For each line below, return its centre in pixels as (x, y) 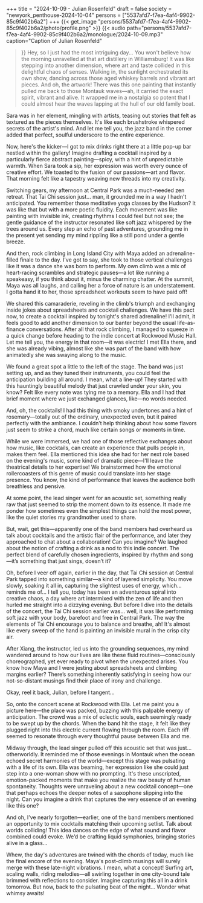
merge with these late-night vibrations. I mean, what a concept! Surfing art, (100, 867)
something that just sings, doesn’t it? (65, 561)
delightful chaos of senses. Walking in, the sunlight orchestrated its (105, 72)
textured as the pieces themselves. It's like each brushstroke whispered (96, 122)
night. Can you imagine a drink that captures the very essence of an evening (101, 799)
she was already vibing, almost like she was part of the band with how (94, 349)
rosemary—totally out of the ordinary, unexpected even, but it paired (92, 417)
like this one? (23, 805)
